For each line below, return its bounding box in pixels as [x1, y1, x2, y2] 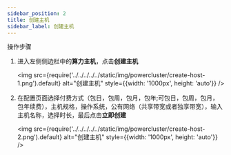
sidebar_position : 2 [7, 10, 67, 17]
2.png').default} [17, 133, 63, 141]
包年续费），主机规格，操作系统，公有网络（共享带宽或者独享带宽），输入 [17, 103, 223, 111]
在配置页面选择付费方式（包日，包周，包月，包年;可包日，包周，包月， [17, 94, 219, 102]
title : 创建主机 [7, 17, 50, 23]
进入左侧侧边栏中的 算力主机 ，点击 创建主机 [17, 57, 139, 65]
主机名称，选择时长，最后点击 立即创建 [17, 111, 126, 119]
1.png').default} [17, 79, 61, 87]
